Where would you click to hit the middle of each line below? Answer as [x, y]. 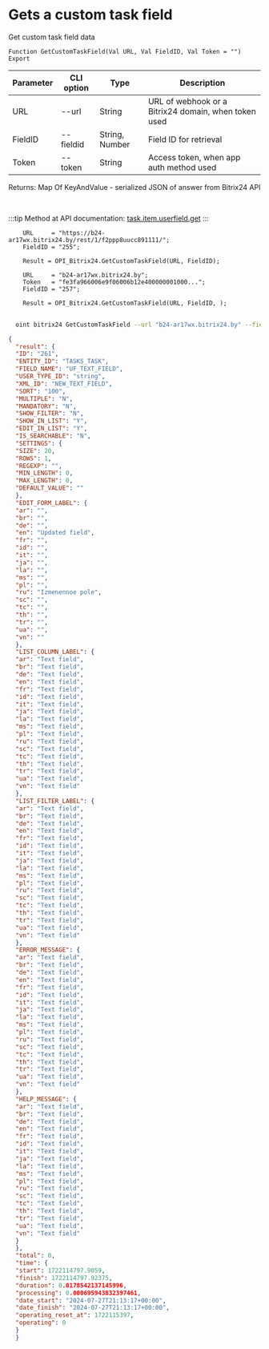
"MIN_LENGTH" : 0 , [44, 473]
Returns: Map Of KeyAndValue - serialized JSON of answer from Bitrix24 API [134, 187]
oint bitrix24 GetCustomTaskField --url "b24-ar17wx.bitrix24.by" [128, 325]
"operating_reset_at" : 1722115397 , [75, 1315]
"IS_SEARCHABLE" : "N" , [53, 436]
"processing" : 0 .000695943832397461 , [78, 1293]
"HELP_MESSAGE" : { [46, 1099]
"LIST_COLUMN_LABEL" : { [55, 652]
